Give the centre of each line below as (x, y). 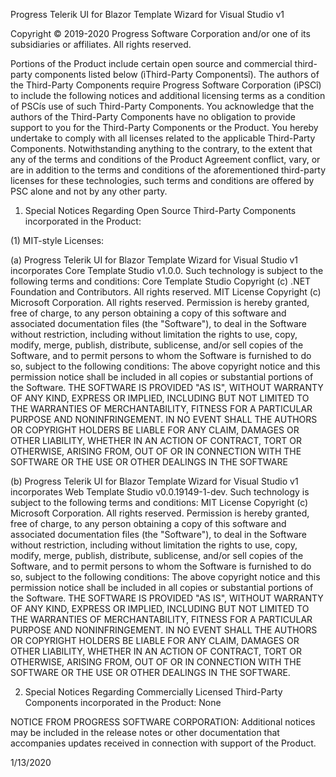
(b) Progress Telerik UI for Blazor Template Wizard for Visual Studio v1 (154, 481)
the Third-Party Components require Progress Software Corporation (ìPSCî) (166, 85)
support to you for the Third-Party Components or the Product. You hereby (164, 127)
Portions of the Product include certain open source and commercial (151, 63)
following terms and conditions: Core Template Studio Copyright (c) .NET (161, 281)
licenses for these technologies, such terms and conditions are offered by (162, 180)
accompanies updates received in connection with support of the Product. (163, 743)
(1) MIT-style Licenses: (57, 240)
